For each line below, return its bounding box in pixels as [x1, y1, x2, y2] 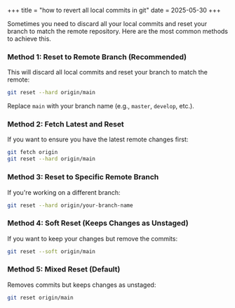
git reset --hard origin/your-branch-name [7, 202, 133, 209]
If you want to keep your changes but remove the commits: [7, 234, 177, 243]
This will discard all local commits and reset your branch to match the [7, 68, 208, 77]
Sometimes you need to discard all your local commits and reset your [7, 20, 208, 27]
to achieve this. [7, 34, 51, 43]
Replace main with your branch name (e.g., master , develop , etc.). [7, 102, 194, 110]
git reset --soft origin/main [7, 248, 96, 255]
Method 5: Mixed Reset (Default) [7, 264, 121, 274]
